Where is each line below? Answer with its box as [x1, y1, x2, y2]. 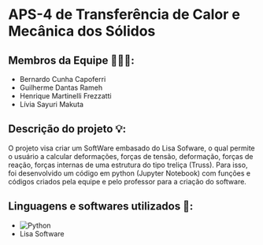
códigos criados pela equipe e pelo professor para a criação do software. [8, 176, 246, 186]
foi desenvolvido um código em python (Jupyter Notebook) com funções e [8, 168, 250, 178]
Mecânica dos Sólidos [8, 22, 156, 40]
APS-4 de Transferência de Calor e [8, 6, 240, 24]
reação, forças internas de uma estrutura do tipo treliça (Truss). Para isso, [8, 160, 248, 169]
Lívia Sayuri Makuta [19, 100, 84, 109]
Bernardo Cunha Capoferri [19, 75, 106, 84]
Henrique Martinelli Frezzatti [19, 91, 112, 100]
